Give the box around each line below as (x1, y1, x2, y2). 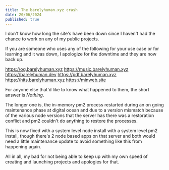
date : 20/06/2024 (5, 12, 42, 17)
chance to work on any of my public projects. (5, 36, 99, 42)
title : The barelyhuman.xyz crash (5, 7, 78, 13)
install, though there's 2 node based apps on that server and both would (5, 133, 155, 139)
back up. (5, 56, 24, 63)
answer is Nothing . (5, 92, 44, 98)
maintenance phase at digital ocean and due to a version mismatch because (5, 107, 163, 114)
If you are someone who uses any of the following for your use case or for (5, 46, 159, 52)
